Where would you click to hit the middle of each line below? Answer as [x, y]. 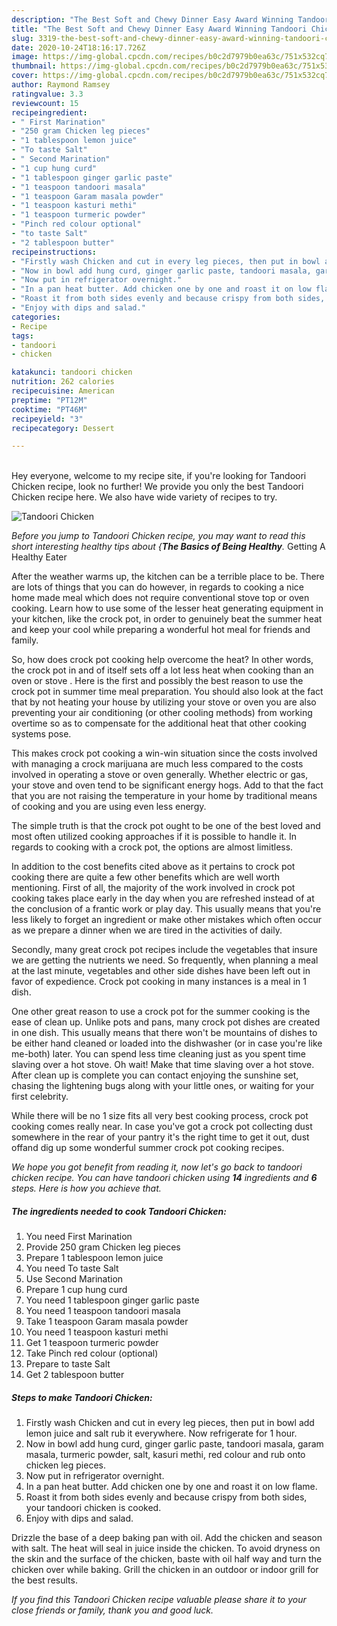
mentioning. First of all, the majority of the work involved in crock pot [153, 888]
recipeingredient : [49, 112]
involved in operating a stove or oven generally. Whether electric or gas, [160, 775]
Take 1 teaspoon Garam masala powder [107, 1322]
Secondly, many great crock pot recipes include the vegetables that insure [164, 950]
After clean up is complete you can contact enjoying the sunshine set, [155, 1075]
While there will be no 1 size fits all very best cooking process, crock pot [160, 1116]
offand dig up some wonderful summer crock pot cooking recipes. [148, 1148]
